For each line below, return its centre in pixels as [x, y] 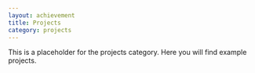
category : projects [40, 30]
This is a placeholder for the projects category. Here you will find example [127, 53]
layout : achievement [42, 15]
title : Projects [35, 23]
